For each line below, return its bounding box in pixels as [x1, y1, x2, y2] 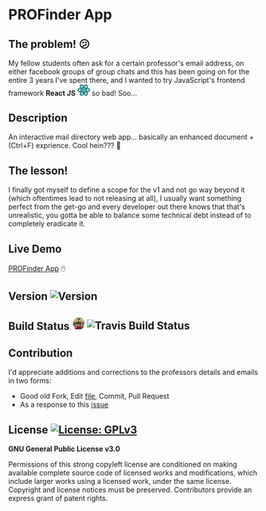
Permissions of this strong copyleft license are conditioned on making [8, 460, 237, 470]
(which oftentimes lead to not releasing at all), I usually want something [8, 194, 242, 203]
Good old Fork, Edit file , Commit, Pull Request [19, 391, 170, 401]
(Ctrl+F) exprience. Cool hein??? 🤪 [8, 141, 121, 151]
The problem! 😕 [8, 37, 90, 51]
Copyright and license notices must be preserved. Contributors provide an [8, 485, 252, 495]
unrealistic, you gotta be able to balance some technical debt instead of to [8, 210, 252, 220]
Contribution [8, 346, 73, 360]
